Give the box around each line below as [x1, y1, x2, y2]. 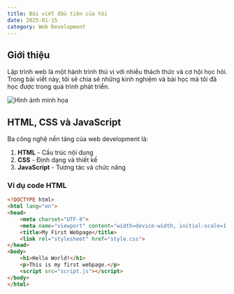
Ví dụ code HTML [7, 180, 68, 190]
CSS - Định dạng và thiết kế [17, 156, 98, 164]
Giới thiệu [7, 49, 50, 61]
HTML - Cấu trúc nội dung [17, 148, 94, 156]
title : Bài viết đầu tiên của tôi [7, 10, 108, 17]
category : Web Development [7, 23, 86, 30]
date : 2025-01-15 [7, 17, 58, 24]
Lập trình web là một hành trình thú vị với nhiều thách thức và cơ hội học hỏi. [7, 68, 228, 76]
